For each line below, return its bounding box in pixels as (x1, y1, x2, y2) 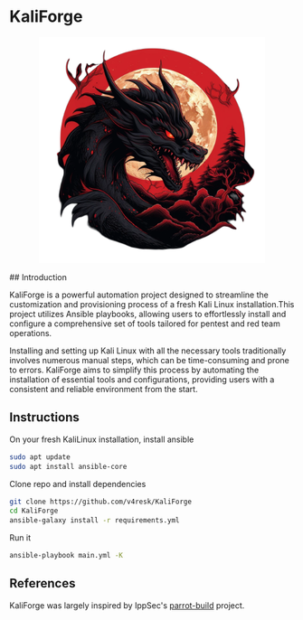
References (9, 576, 76, 591)
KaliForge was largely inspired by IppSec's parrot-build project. (9, 599, 245, 611)
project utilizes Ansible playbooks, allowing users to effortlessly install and (9, 308, 287, 319)
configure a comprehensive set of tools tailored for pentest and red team (9, 318, 280, 329)
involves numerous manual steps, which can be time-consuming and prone (9, 354, 289, 365)
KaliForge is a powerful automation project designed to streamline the (9, 289, 269, 300)
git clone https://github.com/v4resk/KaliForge (9, 497, 193, 506)
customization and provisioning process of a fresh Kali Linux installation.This (9, 298, 295, 309)
